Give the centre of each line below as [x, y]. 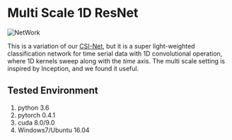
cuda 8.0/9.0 [36, 122]
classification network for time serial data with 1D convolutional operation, [115, 53]
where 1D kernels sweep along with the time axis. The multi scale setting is [116, 61]
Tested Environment [53, 90]
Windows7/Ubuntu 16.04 [53, 130]
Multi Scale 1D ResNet [73, 13]
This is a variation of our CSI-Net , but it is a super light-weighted [101, 46]
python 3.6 [33, 108]
